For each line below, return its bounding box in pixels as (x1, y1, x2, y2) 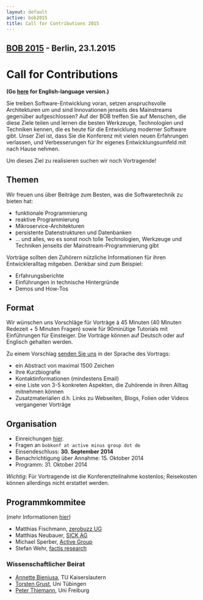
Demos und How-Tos (15, 285, 69, 292)
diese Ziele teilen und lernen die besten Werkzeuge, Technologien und (6, 119, 184, 126)
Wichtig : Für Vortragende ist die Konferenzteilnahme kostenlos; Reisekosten (6, 473, 198, 480)
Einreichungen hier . (15, 435, 64, 442)
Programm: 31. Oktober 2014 (15, 461, 87, 469)
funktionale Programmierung (15, 209, 87, 217)
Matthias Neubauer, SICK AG (15, 531, 88, 539)
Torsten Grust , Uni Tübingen (15, 580, 87, 588)
